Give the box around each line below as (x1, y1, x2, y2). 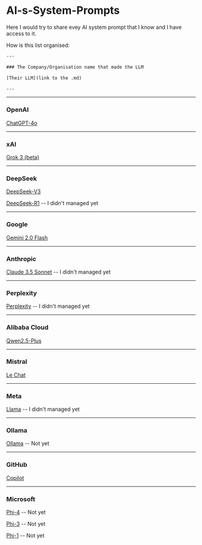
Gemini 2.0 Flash (6, 234, 48, 241)
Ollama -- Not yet (6, 440, 50, 447)
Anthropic (6, 254, 37, 263)
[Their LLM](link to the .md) (6, 75, 82, 81)
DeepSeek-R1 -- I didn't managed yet (6, 200, 99, 207)
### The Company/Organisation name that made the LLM (6, 64, 144, 70)
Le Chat (6, 371, 26, 378)
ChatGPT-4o (6, 119, 38, 126)
